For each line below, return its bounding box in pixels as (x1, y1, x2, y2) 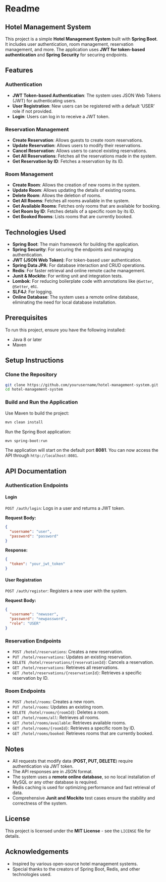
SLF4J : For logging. (12, 289, 53, 295)
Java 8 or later (12, 336, 42, 342)
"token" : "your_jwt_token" (9, 561, 65, 566)
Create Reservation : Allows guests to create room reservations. (12, 137, 143, 143)
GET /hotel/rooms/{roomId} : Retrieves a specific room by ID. (12, 725, 135, 731)
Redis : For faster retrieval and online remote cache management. (12, 268, 145, 274)
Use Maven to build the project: (5, 410, 69, 416)
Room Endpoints (5, 687, 46, 694)
